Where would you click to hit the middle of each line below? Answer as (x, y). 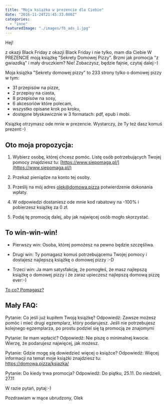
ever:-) (19, 280)
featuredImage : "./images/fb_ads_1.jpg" (48, 28)
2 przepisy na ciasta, (34, 93)
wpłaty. (20, 192)
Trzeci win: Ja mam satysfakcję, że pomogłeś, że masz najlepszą (79, 269)
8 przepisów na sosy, (34, 98)
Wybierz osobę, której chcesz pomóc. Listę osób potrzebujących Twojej (87, 157)
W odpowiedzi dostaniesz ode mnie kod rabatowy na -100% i (75, 202)
